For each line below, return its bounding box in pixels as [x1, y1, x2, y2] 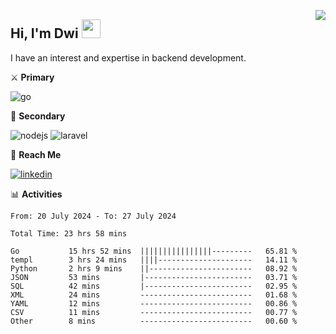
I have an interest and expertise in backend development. [10, 51, 247, 64]
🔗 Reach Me [10, 148, 62, 160]
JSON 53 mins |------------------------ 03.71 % [10, 272, 298, 282]
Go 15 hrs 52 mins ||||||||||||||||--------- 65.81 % [10, 246, 298, 256]
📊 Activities [10, 188, 63, 200]
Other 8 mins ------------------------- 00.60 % [10, 316, 298, 326]
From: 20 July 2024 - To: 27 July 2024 [10, 211, 177, 221]
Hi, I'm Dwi [10, 25, 79, 42]
